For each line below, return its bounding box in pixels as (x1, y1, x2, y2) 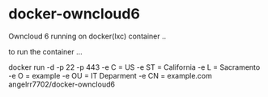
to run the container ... (8, 46, 83, 56)
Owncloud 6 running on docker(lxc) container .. (8, 31, 167, 41)
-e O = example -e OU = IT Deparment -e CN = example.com (8, 71, 213, 80)
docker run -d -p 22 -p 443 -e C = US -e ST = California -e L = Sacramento (8, 62, 261, 72)
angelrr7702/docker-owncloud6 (8, 79, 116, 89)
